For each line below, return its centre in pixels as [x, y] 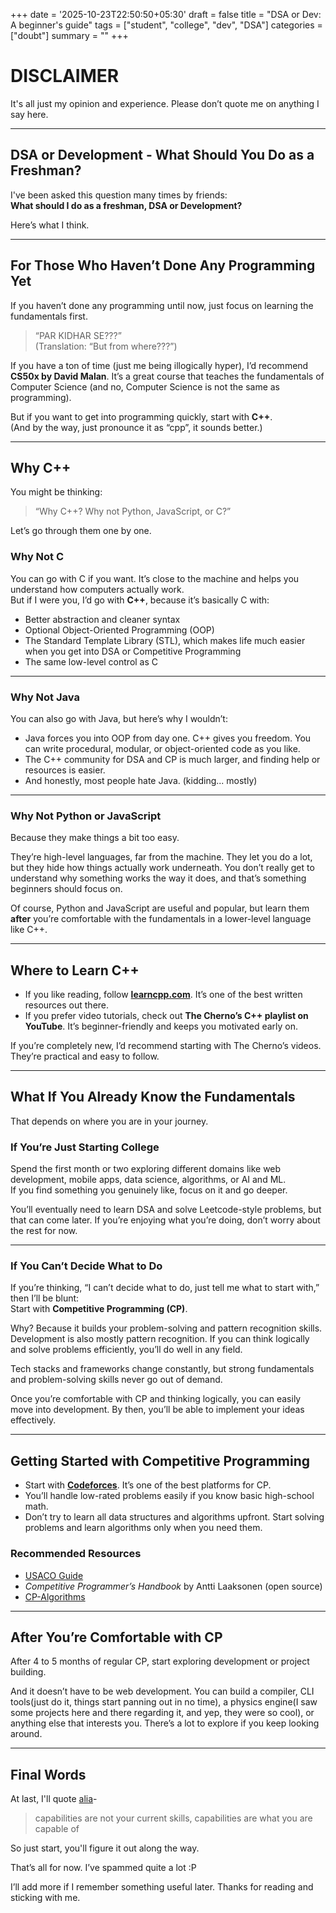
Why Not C [37, 557]
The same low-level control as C [91, 661]
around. [26, 1734]
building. [28, 1672]
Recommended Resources [76, 1554]
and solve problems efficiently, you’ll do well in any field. [126, 1350]
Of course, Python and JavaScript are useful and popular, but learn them [160, 908]
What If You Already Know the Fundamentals [153, 1097]
